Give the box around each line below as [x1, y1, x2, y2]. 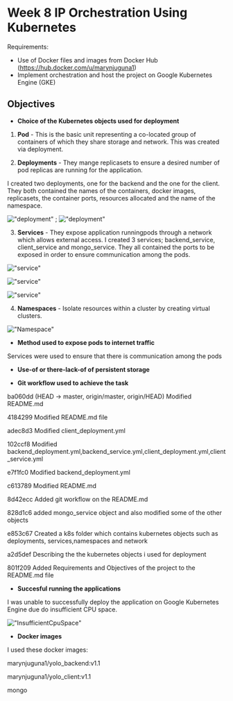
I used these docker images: [7, 645, 88, 654]
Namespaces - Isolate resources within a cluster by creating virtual [17, 304, 210, 312]
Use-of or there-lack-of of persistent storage [17, 365, 150, 373]
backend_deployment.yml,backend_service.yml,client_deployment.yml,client [7, 447, 226, 455]
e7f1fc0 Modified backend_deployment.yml [7, 468, 130, 476]
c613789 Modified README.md [7, 481, 97, 490]
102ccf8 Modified [7, 439, 58, 448]
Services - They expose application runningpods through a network [17, 228, 212, 237]
